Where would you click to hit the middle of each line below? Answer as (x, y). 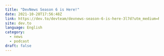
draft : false (18, 46)
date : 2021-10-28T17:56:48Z (34, 14)
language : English (24, 28)
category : (15, 32)
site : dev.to (18, 23)
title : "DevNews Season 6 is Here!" (42, 9)
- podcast (19, 41)
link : (10, 19)
